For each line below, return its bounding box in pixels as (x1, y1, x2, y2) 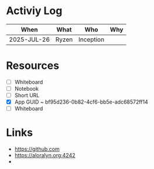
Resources (6, 59, 60, 72)
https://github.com (14, 145, 60, 153)
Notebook (14, 85, 39, 92)
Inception (78, 35, 104, 44)
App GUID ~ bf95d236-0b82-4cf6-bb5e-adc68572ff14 (14, 98, 148, 105)
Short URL (14, 92, 40, 98)
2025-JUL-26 (9, 35, 50, 44)
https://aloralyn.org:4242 (14, 152, 76, 159)
